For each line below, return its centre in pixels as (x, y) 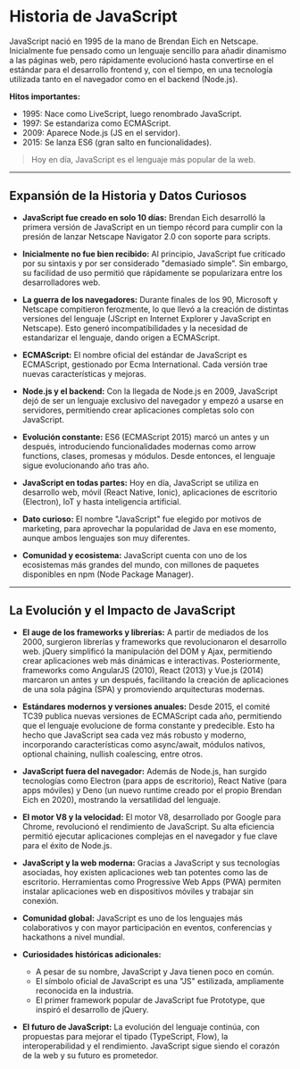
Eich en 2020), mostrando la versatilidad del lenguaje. (121, 799)
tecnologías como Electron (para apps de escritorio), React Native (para (154, 781)
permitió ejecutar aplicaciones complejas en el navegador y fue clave (150, 836)
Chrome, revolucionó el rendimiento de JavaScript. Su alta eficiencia (148, 826)
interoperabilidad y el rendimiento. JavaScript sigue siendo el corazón (150, 1046)
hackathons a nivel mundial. (73, 937)
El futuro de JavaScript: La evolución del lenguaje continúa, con (141, 1027)
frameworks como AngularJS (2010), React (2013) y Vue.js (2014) (143, 670)
